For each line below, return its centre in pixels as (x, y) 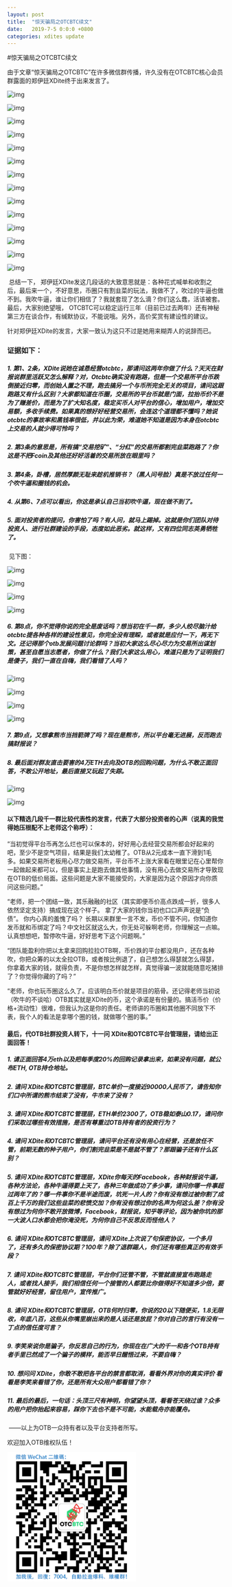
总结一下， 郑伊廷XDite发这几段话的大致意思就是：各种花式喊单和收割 (107, 282)
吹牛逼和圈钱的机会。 (43, 483)
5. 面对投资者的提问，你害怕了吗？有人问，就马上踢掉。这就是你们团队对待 (113, 520)
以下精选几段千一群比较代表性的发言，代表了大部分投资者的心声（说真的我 (112, 819)
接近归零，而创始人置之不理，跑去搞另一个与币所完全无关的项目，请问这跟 (118, 385)
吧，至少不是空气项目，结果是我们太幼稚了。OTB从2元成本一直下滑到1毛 (109, 852)
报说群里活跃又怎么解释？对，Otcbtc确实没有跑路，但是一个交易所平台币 (111, 377)
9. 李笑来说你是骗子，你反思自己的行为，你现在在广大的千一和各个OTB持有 (113, 1346)
